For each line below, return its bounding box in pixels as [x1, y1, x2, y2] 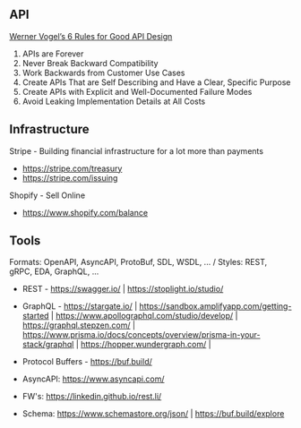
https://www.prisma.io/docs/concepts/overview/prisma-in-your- [21, 330, 262, 340]
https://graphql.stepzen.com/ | [21, 320, 136, 330]
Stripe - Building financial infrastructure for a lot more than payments [9, 145, 264, 156]
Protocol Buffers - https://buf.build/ [21, 356, 152, 367]
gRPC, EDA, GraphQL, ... [9, 266, 99, 277]
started [21, 311, 49, 321]
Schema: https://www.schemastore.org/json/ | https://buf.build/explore [21, 408, 285, 419]
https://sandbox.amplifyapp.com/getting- [139, 301, 292, 312]
